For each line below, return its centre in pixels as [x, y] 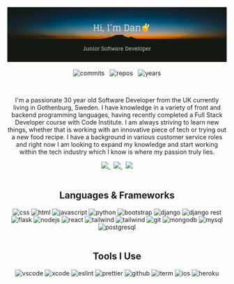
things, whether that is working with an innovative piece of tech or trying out [117, 129]
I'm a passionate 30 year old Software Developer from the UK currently [117, 100]
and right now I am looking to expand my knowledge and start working [117, 144]
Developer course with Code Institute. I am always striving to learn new [117, 122]
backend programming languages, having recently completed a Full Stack [117, 115]
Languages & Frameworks [117, 195]
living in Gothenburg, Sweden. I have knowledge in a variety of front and [117, 108]
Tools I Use [117, 257]
